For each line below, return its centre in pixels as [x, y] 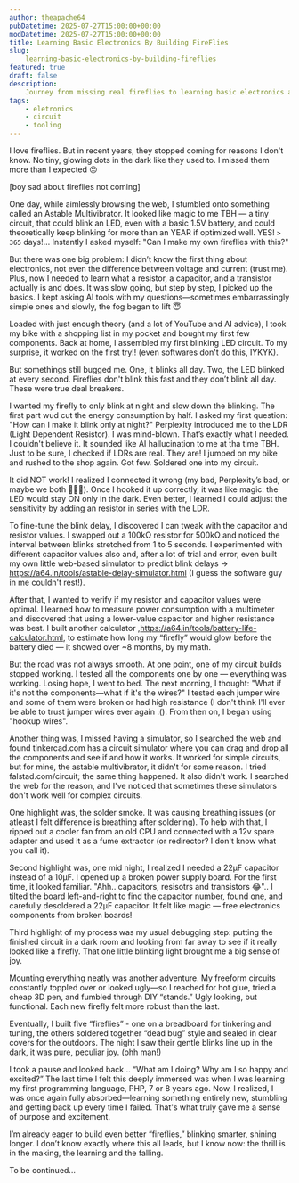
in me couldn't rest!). [47, 582]
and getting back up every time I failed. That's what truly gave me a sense [145, 1107]
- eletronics [49, 109]
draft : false [33, 76]
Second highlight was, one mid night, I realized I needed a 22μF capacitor [144, 867]
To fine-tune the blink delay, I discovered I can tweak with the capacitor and [148, 526]
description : [33, 84]
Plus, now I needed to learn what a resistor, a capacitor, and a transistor [141, 278]
